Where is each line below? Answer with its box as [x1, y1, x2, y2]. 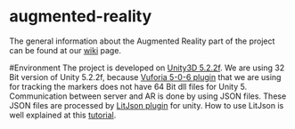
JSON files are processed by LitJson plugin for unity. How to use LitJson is [9, 100, 284, 110]
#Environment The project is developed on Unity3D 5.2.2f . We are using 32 [9, 62, 285, 73]
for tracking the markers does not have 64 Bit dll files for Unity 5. [9, 81, 248, 92]
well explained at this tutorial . [9, 109, 117, 120]
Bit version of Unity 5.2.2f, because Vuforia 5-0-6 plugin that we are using [9, 71, 282, 82]
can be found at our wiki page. [9, 44, 122, 55]
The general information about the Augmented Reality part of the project [9, 36, 275, 46]
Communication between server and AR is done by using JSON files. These [9, 91, 287, 101]
